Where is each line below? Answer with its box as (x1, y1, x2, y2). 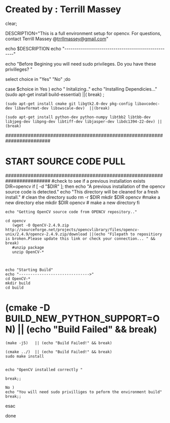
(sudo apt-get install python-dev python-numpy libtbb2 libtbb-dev (5, 115, 151, 120)
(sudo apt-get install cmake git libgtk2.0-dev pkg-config (5, 101, 133, 106)
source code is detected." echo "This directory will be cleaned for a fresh (5, 188, 159, 194)
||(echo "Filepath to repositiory (89, 232, 162, 237)
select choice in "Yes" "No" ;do (5, 76, 71, 82)
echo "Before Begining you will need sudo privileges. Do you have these (5, 61, 156, 67)
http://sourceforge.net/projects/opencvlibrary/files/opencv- (5, 227, 140, 232)
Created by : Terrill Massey (5, 4, 121, 15)
